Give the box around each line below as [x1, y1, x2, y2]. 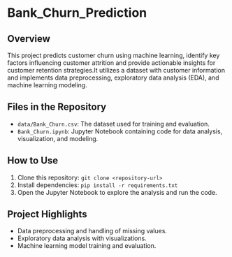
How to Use [7, 155, 59, 167]
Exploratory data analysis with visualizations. [17, 234, 147, 242]
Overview [7, 33, 51, 45]
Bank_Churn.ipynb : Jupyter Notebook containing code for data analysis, [17, 127, 223, 135]
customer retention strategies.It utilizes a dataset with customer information [7, 66, 226, 74]
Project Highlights [7, 208, 87, 221]
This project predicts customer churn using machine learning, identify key [7, 51, 220, 59]
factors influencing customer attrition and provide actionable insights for [7, 59, 216, 67]
